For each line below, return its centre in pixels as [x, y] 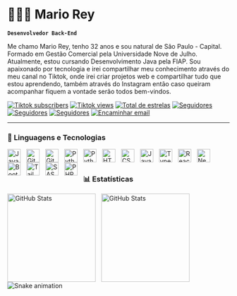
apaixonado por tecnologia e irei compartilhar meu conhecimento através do [119, 69]
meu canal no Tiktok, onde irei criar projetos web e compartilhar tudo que [114, 76]
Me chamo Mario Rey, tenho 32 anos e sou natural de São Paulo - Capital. [115, 46]
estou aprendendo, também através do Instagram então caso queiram [109, 83]
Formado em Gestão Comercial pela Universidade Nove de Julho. [102, 54]
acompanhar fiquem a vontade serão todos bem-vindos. [89, 91]
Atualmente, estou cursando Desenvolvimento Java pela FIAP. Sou [104, 61]
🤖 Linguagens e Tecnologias [56, 137]
